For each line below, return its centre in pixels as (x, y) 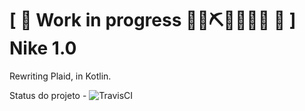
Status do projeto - (48, 95)
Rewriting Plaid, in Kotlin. (60, 76)
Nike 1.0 (43, 48)
